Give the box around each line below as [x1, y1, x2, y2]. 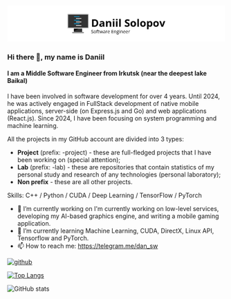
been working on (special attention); [17, 155, 121, 164]
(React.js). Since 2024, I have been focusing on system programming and [7, 114, 217, 123]
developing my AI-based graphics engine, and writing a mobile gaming [17, 212, 219, 220]
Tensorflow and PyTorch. [17, 234, 89, 242]
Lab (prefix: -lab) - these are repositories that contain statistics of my [17, 163, 214, 171]
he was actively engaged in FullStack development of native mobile [7, 99, 199, 107]
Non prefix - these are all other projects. [17, 177, 133, 185]
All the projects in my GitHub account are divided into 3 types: [7, 134, 185, 143]
